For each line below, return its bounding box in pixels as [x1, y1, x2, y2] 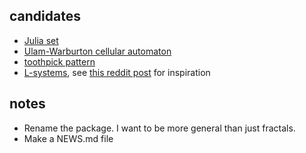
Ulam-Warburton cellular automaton [23, 45, 172, 57]
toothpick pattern [23, 55, 96, 68]
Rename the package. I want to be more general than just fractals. [23, 122, 296, 134]
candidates [9, 8, 81, 25]
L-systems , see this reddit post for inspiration [23, 66, 211, 78]
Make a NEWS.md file [23, 132, 114, 144]
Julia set [23, 34, 59, 46]
